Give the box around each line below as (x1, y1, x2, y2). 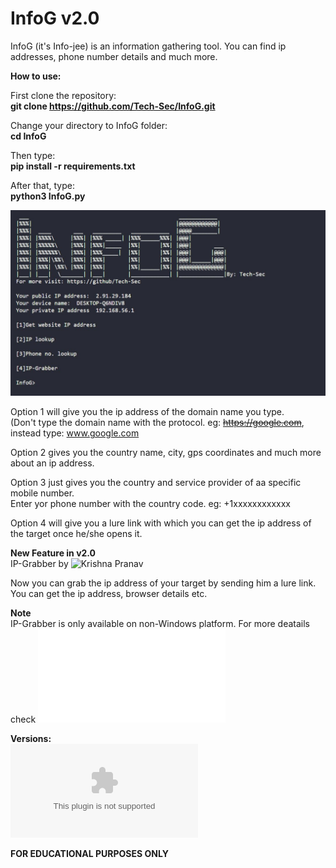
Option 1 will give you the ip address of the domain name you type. (10, 406, 285, 418)
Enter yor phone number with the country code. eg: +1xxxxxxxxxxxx (10, 498, 291, 510)
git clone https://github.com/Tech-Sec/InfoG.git (10, 100, 216, 112)
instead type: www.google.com (10, 427, 140, 439)
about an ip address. (10, 457, 95, 469)
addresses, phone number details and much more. (10, 50, 218, 62)
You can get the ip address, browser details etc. (10, 588, 208, 600)
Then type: (10, 149, 56, 161)
